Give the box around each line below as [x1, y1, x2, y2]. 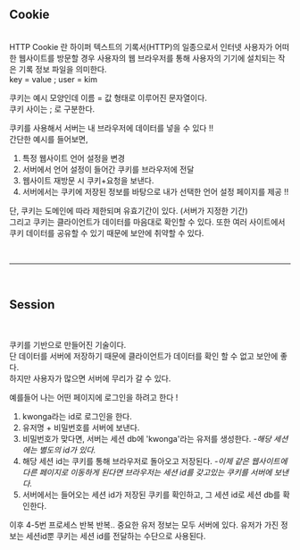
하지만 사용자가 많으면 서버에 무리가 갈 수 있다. [9, 373, 171, 384]
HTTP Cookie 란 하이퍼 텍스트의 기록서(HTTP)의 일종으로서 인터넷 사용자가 [9, 41, 273, 52]
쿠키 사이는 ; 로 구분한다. [9, 103, 96, 114]
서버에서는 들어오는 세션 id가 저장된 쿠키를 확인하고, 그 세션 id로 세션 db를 [21, 489, 281, 500]
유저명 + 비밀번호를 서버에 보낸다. [21, 422, 140, 433]
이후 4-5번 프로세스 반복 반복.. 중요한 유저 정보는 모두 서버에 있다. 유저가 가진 [9, 519, 279, 530]
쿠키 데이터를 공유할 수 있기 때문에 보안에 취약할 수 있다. [9, 227, 204, 238]
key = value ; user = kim [9, 73, 98, 84]
